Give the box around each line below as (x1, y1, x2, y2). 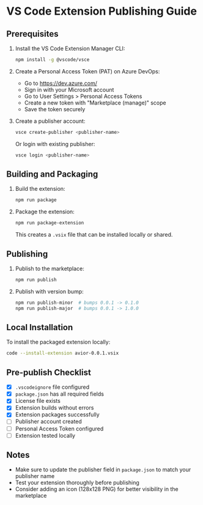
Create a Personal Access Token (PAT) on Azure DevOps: (15, 67, 160, 75)
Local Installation (6, 322, 73, 333)
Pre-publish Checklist (6, 367, 92, 377)
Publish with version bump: (15, 287, 84, 295)
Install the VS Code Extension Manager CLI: (15, 45, 125, 52)
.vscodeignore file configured (15, 383, 90, 391)
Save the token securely (24, 105, 86, 112)
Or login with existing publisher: (15, 140, 95, 147)
